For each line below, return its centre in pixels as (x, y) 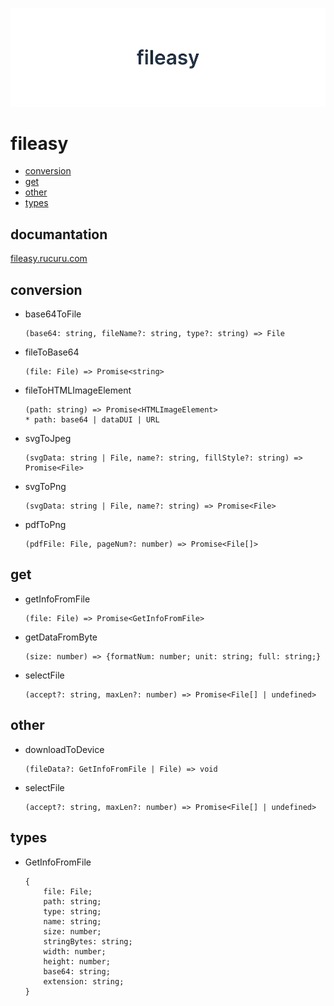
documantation (59, 234)
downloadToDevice (64, 749)
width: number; (75, 951)
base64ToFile (53, 314)
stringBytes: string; (88, 941)
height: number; (77, 961)
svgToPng (45, 487)
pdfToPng (45, 525)
